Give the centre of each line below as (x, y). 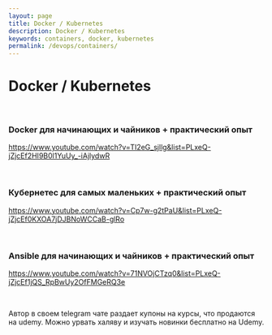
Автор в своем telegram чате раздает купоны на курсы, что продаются (132, 313)
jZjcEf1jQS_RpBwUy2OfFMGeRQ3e (67, 281)
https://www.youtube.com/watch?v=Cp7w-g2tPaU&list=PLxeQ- (115, 210)
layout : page (30, 16)
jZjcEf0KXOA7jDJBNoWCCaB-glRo (67, 219)
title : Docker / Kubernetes (56, 24)
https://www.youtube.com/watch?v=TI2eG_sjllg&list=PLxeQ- (110, 148)
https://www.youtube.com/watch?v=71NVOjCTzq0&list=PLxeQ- (114, 273)
